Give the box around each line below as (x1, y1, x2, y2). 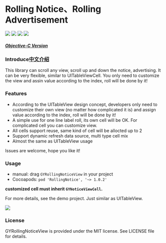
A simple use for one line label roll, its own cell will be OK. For (12, 117, 137, 123)
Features (5, 90, 27, 97)
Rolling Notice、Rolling (5, 3, 101, 15)
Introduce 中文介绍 (5, 56, 49, 63)
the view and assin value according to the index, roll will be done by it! (5, 78, 148, 84)
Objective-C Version (5, 42, 48, 48)
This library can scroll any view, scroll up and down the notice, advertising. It (5, 68, 161, 73)
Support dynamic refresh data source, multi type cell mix (12, 133, 128, 139)
